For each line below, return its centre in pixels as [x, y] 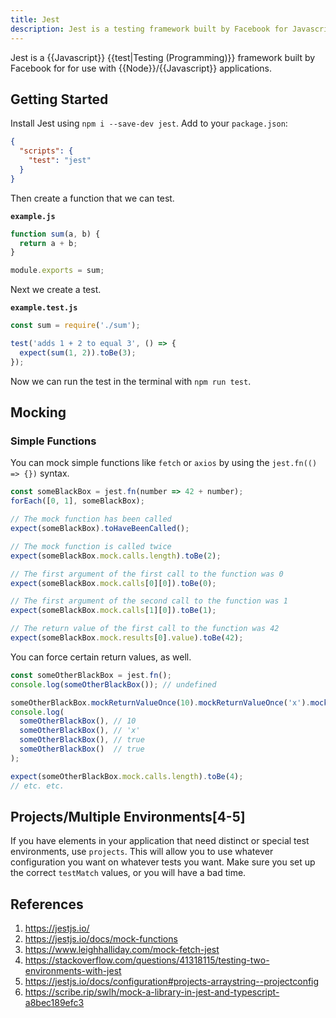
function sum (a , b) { [55, 234]
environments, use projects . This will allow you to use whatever [142, 852]
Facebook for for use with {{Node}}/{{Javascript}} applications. [141, 68]
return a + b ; [48, 243]
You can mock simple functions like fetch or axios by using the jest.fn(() [164, 463]
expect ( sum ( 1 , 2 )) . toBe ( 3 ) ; [78, 352]
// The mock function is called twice [91, 546]
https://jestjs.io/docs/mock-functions [101, 939]
